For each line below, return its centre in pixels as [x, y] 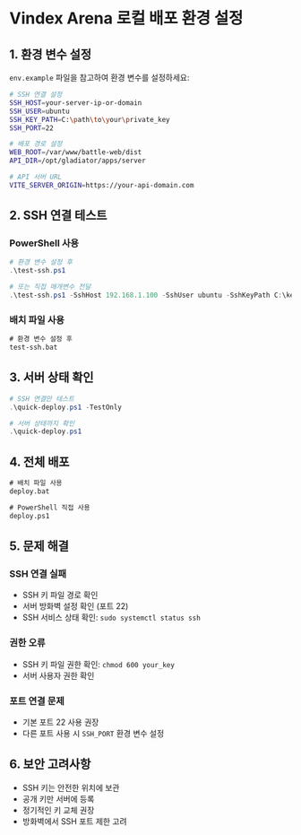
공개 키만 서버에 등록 [58, 798]
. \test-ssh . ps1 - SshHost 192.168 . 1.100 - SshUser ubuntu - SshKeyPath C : [146, 296]
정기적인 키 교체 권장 [58, 810]
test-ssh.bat [34, 348]
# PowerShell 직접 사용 [50, 508]
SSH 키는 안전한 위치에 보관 [71, 787]
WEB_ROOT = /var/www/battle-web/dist [76, 152]
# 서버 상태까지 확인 [42, 423]
